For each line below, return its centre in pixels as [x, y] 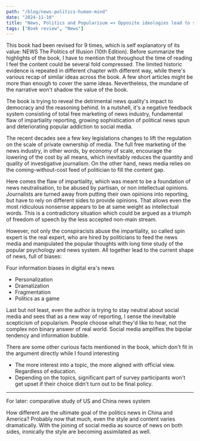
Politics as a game [37, 298]
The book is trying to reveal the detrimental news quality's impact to [90, 101]
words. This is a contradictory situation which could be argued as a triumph [99, 213]
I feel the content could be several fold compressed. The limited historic [94, 64]
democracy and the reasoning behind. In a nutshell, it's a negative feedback [99, 107]
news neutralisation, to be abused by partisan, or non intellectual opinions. [97, 188]
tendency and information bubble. [48, 335]
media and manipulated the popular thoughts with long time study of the [95, 244]
